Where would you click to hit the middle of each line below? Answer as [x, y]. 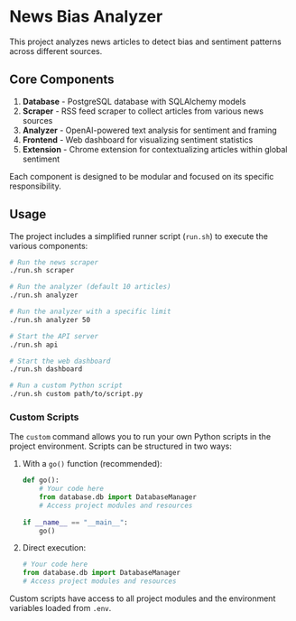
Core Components [62, 80]
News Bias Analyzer [86, 17]
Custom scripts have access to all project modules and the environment [143, 598]
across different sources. [56, 51]
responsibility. [35, 186]
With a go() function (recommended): [92, 464]
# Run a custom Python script [66, 385]
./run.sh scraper [42, 271]
